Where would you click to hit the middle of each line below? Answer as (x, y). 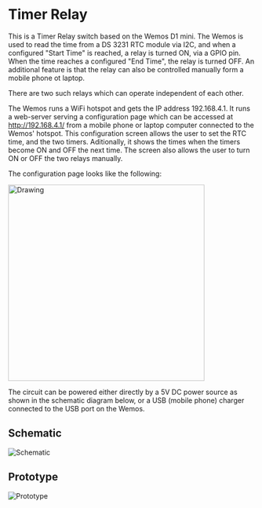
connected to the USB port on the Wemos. (76, 408)
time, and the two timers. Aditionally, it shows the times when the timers (124, 141)
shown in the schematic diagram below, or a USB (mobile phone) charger (126, 400)
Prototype (33, 477)
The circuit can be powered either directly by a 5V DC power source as (123, 392)
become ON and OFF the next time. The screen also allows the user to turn (129, 150)
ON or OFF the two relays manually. (65, 158)
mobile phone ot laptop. (46, 78)
